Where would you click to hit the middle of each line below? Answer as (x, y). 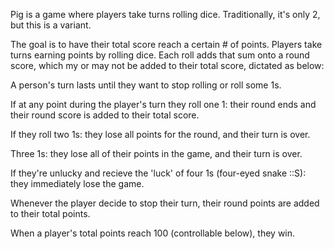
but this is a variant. (51, 25)
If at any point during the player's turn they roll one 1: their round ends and (163, 104)
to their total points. (50, 213)
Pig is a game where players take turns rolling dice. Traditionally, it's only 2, (165, 14)
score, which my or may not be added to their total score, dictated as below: (167, 65)
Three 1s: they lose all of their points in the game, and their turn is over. (156, 153)
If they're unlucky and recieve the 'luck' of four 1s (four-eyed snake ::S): (158, 173)
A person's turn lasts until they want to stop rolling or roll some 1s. (146, 85)
